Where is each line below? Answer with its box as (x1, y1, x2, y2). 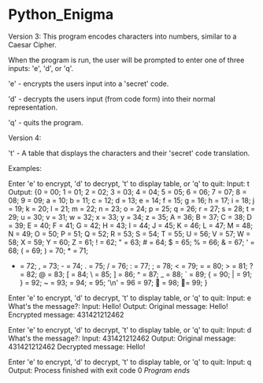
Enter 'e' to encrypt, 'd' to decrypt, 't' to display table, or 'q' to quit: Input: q (8, 357, 252, 366)
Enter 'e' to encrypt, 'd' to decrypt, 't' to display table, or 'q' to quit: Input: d (8, 325, 252, 334)
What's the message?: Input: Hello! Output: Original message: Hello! (8, 301, 228, 310)
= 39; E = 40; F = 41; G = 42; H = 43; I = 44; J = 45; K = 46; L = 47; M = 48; (8, 221, 254, 230)
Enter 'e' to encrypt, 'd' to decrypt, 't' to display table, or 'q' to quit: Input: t (8, 179, 250, 188)
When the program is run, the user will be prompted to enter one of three (8, 55, 245, 65)
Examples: (8, 163, 42, 173)
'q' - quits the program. (8, 117, 84, 127)
